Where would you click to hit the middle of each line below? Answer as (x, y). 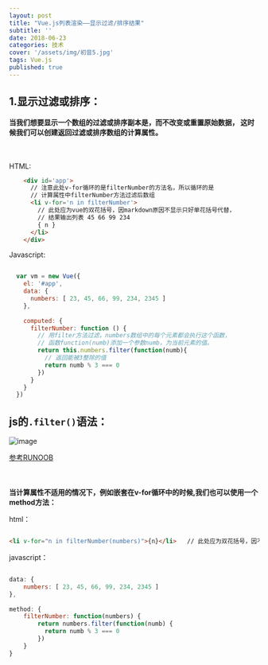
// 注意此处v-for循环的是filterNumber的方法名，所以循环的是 (122, 188)
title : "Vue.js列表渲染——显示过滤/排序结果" (77, 23)
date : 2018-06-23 (38, 38)
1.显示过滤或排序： (55, 101)
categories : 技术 (37, 45)
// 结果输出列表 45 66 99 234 (84, 217)
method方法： (33, 503)
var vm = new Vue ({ (49, 276)
